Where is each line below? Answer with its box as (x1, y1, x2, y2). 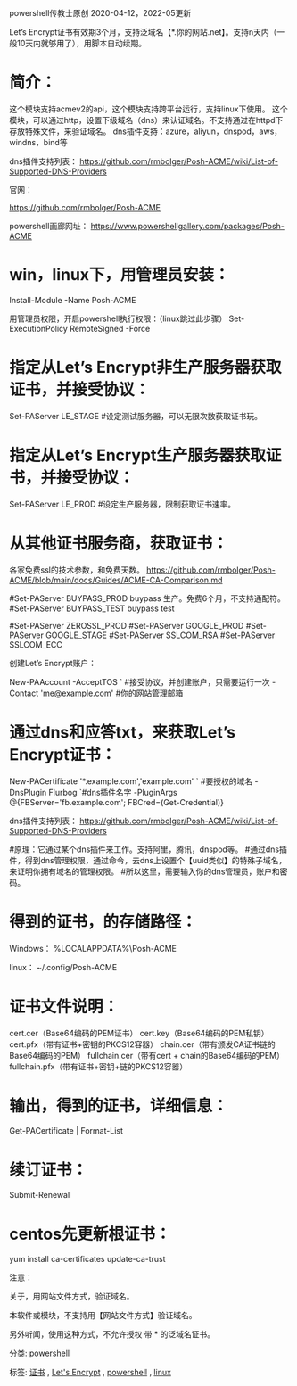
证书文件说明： (9, 996, 120, 1017)
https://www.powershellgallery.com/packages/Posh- (90, 220, 285, 231)
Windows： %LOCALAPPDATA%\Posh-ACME (9, 943, 177, 953)
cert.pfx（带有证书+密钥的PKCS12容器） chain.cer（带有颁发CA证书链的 (9, 1038, 276, 1050)
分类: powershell (9, 1348, 70, 1358)
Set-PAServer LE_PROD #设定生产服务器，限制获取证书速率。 (9, 499, 236, 509)
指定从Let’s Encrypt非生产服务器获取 (9, 358, 282, 377)
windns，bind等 (9, 136, 69, 147)
